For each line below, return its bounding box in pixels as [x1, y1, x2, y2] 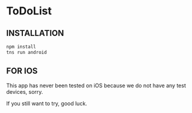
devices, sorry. [6, 88, 43, 95]
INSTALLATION [6, 28, 64, 38]
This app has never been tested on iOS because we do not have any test [6, 82, 187, 89]
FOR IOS [6, 66, 38, 76]
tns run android [6, 49, 47, 55]
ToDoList [6, 4, 52, 18]
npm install [6, 44, 36, 50]
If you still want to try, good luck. [6, 100, 87, 107]
